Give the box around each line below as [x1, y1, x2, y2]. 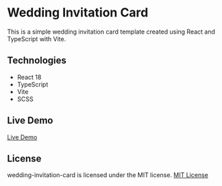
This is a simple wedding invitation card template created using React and [7, 27, 216, 36]
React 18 [16, 73, 42, 81]
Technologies [7, 55, 67, 67]
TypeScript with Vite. [7, 34, 66, 43]
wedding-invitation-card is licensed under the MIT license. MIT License [7, 171, 209, 179]
